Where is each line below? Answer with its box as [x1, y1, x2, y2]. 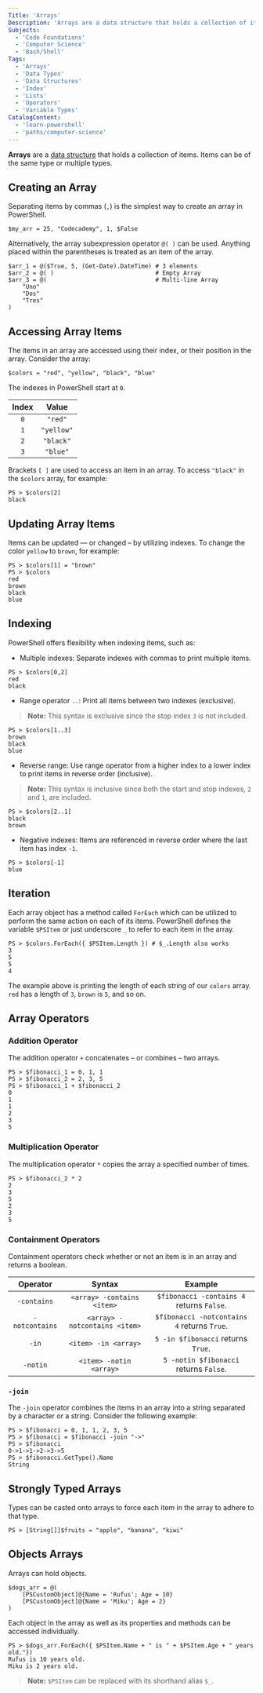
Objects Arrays [8, 1548, 84, 1561]
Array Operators [8, 1012, 90, 1025]
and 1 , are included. [27, 792, 92, 801]
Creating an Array [8, 181, 97, 195]
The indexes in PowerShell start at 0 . [8, 383, 126, 392]
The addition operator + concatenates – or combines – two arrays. [8, 1053, 221, 1063]
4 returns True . [175, 1320, 229, 1331]
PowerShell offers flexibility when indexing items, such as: [8, 637, 196, 648]
